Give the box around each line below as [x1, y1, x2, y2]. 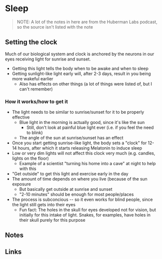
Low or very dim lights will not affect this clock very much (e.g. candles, [12, 151, 156, 156]
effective [12, 114, 30, 120]
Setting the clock [5, 38, 58, 46]
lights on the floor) [12, 155, 49, 161]
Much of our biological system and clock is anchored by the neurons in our [5, 51, 155, 57]
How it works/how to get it [5, 98, 68, 105]
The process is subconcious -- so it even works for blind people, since [12, 197, 153, 202]
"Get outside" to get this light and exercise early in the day [12, 171, 129, 177]
